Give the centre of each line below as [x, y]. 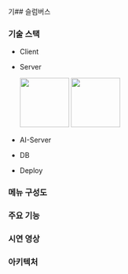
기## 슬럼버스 [29, 11]
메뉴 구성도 [28, 193]
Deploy [31, 171]
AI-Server [35, 140]
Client [29, 52]
